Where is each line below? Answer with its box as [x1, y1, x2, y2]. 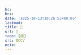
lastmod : [5, 20, 23, 25]
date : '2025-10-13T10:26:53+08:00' [5, 16, 77, 21]
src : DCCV [5, 38, 25, 43]
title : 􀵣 [5, 25, 23, 30]
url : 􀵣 [5, 29, 18, 34]
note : [5, 43, 16, 47]
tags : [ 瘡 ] [5, 34, 27, 39]
